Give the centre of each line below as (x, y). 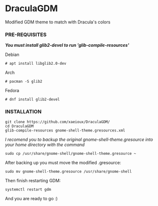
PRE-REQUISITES (26, 35)
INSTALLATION (23, 112)
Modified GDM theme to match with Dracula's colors (58, 22)
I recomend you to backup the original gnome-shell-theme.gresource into (79, 139)
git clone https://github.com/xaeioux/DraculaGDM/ (58, 122)
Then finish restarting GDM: (33, 180)
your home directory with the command (45, 145)
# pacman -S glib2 (24, 82)
